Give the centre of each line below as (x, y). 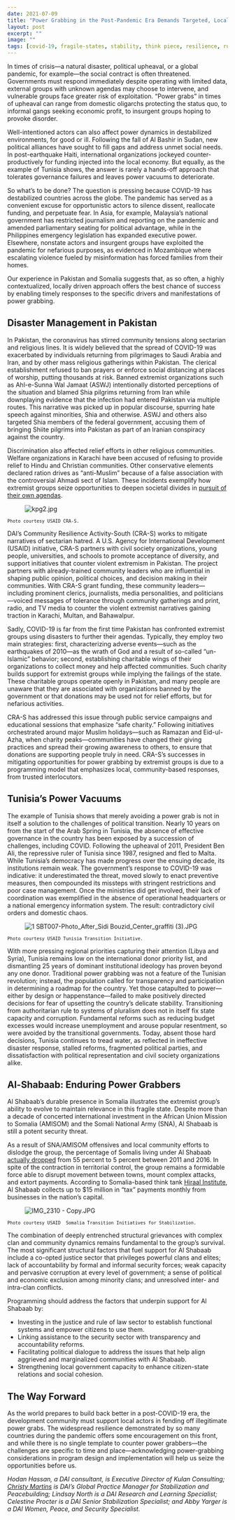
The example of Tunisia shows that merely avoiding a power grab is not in (113, 815)
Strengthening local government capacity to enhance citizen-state (113, 1367)
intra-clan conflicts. (35, 1288)
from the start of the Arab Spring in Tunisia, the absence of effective (106, 831)
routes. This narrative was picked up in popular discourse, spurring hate (111, 407)
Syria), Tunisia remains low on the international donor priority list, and (107, 958)
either (16, 995)
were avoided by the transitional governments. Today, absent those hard (112, 1033)
